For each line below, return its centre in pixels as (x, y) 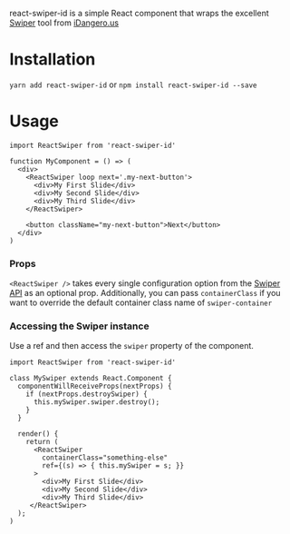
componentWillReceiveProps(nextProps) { (95, 386)
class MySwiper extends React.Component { (91, 379)
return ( (42, 442)
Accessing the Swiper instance (79, 326)
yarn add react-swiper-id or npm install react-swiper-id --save (133, 84)
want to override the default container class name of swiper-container (141, 302)
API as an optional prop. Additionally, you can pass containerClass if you (145, 293)
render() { (38, 434)
